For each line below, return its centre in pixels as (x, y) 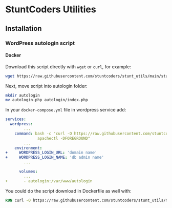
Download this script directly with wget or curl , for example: (68, 67)
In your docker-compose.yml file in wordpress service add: (66, 110)
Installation (24, 29)
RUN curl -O (18, 200)
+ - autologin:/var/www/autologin (49, 181)
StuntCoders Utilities (51, 10)
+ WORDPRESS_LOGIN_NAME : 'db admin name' (55, 158)
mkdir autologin (23, 95)
